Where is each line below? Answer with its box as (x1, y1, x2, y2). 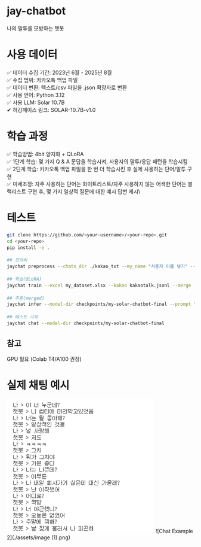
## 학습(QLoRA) (7, 276, 42, 282)
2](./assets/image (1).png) (7, 534, 71, 541)
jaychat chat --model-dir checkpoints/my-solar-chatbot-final (7, 320, 165, 326)
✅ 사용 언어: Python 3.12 (7, 91, 65, 98)
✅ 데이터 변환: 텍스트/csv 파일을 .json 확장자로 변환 (7, 84, 128, 91)
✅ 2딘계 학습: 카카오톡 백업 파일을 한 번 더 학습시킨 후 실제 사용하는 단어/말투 (7, 165, 186, 172)
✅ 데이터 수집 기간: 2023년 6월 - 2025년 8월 (7, 69, 112, 76)
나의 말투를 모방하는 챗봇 (7, 25, 64, 32)
